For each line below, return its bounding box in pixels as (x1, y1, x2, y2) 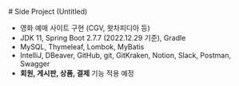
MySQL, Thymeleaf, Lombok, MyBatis (19, 42, 145, 51)
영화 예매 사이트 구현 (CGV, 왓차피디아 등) (19, 23, 150, 33)
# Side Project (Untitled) (8, 7, 88, 16)
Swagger (19, 59, 50, 68)
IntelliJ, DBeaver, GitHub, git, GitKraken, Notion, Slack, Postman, (19, 51, 232, 60)
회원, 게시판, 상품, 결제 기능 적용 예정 (19, 68, 134, 78)
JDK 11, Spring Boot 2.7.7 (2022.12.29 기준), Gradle (19, 33, 186, 42)
